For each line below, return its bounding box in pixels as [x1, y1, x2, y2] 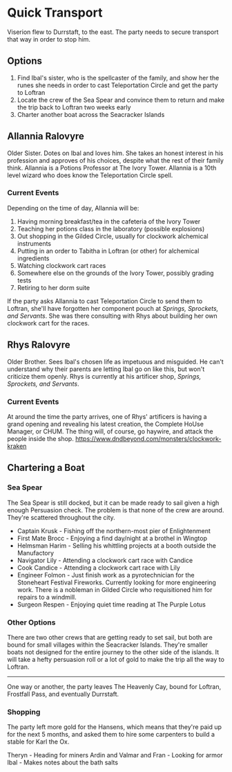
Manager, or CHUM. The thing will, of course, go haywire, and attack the [7, 427, 214, 436]
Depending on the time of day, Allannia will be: [7, 204, 139, 212]
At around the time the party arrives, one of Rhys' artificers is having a [7, 412, 207, 420]
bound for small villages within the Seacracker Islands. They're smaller [7, 640, 209, 649]
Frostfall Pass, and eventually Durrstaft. [7, 690, 119, 698]
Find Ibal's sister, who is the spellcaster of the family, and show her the [17, 73, 220, 82]
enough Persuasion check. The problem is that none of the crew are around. [7, 505, 224, 514]
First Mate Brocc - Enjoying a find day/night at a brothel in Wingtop [17, 534, 207, 542]
